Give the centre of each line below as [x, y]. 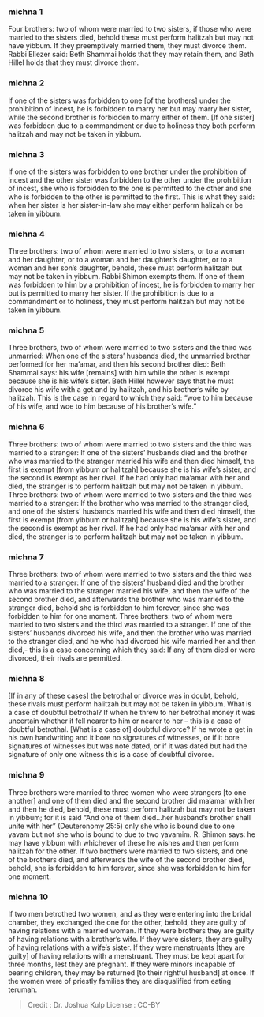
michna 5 [26, 330]
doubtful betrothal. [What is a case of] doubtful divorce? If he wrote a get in [131, 729]
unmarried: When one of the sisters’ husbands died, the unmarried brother [129, 356]
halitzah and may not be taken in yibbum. [75, 134]
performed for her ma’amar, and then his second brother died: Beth [117, 364]
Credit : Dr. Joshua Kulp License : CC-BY [94, 1004]
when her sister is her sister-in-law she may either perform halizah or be [126, 205]
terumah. [23, 989]
